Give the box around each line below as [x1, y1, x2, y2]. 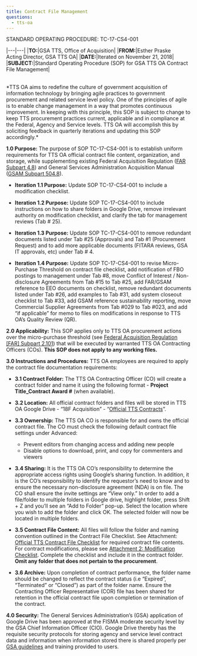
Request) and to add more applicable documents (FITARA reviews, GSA [14, 242, 188, 249]
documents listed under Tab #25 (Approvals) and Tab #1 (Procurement [14, 236, 186, 243]
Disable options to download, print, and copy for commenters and [23, 447, 183, 454]
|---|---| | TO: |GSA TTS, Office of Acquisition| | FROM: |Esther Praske [6, 47, 171, 54]
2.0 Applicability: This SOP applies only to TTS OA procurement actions [6, 328, 182, 335]
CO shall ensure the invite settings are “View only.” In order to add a [14, 490, 179, 497]
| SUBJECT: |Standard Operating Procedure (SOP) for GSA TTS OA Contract [6, 60, 188, 67]
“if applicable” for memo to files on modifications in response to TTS [14, 310, 181, 317]
